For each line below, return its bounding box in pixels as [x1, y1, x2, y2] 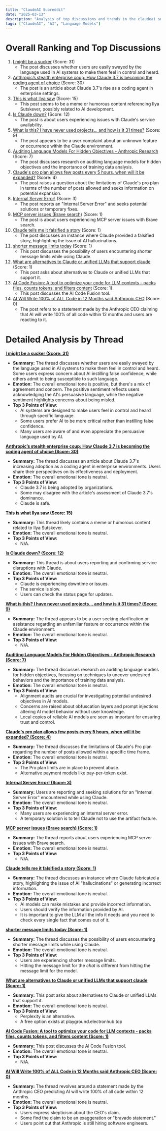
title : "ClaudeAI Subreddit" [5, 7, 66, 12]
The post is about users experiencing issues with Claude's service [20, 117, 155, 123]
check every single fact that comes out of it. [20, 917, 110, 923]
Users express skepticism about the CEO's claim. [20, 1110, 120, 1116]
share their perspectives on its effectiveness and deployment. [12, 469, 138, 475]
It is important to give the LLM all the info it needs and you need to [20, 912, 155, 918]
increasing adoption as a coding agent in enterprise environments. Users [12, 464, 161, 470]
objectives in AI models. [20, 698, 69, 704]
